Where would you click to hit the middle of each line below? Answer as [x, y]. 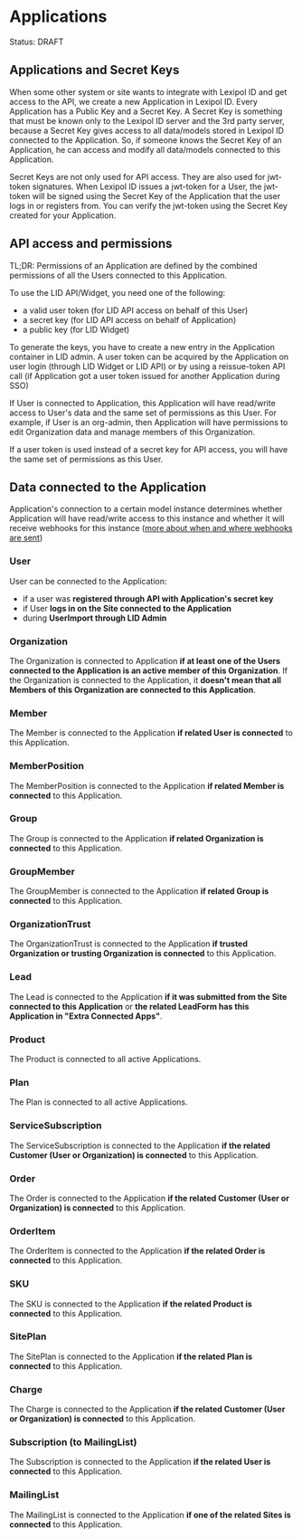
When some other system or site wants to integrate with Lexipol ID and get [148, 91]
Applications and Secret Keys [94, 70]
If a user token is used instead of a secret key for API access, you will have [149, 449]
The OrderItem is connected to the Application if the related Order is [137, 1251]
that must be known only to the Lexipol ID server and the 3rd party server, [147, 120]
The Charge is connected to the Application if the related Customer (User [147, 1410]
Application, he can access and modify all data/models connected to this [145, 149]
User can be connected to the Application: [88, 581]
